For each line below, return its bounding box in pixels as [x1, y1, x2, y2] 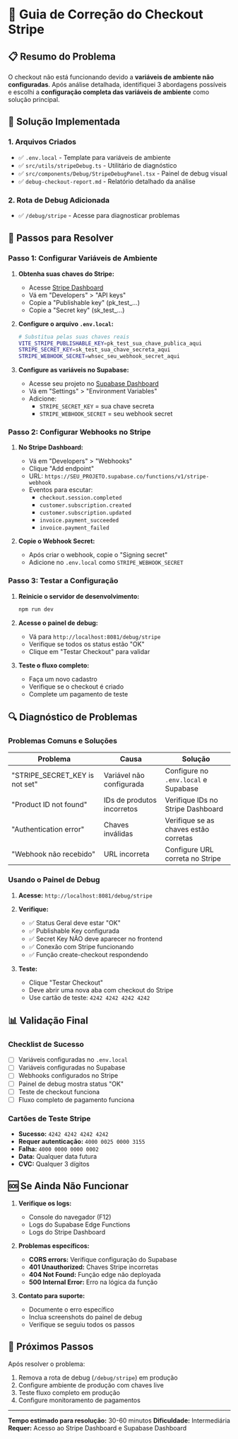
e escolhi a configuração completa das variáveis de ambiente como [8, 88, 210, 96]
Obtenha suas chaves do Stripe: [18, 269, 115, 278]
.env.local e [165, 775, 208, 785]
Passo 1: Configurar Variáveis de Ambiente [8, 253, 158, 263]
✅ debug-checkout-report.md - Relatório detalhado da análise [18, 177, 196, 185]
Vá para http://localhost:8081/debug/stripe [28, 632, 161, 641]
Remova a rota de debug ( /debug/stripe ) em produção [18, 1373, 179, 1382]
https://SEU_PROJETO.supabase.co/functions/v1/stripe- [44, 474, 210, 481]
